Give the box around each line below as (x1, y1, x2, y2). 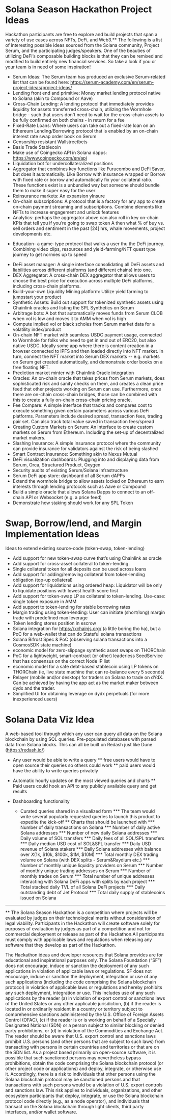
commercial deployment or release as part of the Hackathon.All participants (5, 931, 164, 937)
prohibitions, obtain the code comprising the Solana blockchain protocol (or (5, 1060, 164, 1066)
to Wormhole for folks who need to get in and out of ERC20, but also (12, 337, 156, 343)
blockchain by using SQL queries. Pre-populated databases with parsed (5, 736, 156, 742)
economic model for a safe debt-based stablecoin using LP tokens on (12, 663, 159, 669)
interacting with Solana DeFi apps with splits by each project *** (20, 878, 155, 884)
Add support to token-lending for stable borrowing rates (12, 604, 131, 610)
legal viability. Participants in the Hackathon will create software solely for (5, 920, 160, 926)
